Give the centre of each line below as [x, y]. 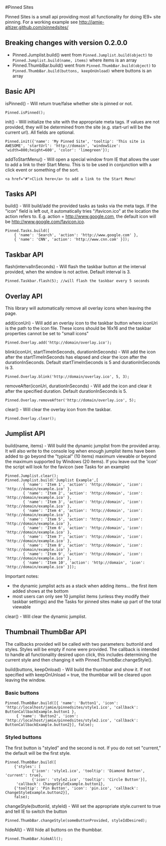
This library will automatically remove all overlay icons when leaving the [78, 308]
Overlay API [24, 296]
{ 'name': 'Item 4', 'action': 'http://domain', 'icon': [83, 510]
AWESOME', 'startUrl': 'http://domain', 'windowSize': [63, 146]
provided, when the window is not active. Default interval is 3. [68, 272]
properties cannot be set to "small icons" [47, 334]
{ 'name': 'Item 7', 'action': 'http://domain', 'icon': [83, 537]
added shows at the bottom [40, 591]
